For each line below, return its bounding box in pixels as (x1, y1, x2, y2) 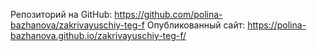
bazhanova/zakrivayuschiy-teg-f (10, 19, 145, 31)
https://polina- (247, 19, 307, 31)
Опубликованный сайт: (146, 19, 246, 31)
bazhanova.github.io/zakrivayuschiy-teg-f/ (10, 30, 187, 41)
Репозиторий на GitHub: (10, 9, 113, 20)
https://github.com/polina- (114, 9, 223, 20)
